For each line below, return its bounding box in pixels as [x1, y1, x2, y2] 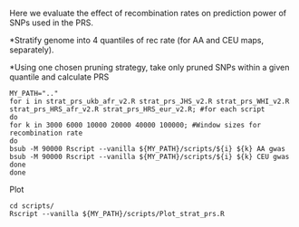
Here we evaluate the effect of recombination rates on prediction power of [9, 8, 287, 18]
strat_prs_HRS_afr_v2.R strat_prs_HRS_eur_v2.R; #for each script [9, 105, 265, 114]
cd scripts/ [9, 202, 54, 211]
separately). [9, 44, 54, 55]
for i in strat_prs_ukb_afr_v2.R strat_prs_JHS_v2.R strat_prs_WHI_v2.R [9, 97, 290, 106]
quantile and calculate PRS [9, 71, 110, 82]
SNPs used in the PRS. [9, 17, 93, 28]
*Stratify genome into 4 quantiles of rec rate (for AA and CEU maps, [9, 35, 265, 45]
